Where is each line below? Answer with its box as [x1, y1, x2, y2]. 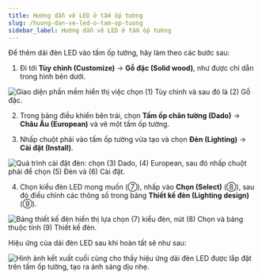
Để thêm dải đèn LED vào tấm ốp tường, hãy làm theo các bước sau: [8, 48, 230, 58]
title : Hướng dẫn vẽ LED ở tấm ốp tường [8, 11, 144, 20]
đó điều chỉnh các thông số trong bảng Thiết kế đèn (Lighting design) [19, 191, 249, 201]
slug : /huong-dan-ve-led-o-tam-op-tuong [8, 19, 144, 27]
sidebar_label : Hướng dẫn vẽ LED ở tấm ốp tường [8, 26, 172, 34]
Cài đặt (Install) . [19, 143, 74, 153]
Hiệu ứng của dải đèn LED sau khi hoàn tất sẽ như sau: [8, 239, 187, 248]
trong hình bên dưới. [19, 72, 86, 82]
